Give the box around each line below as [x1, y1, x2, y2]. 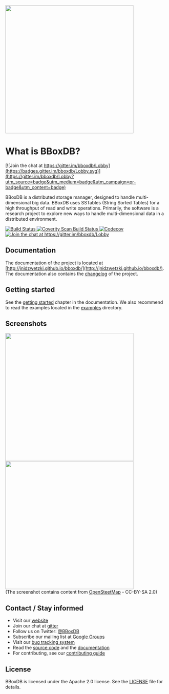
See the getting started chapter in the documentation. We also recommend [5, 299, 163, 305]
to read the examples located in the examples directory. [5, 304, 123, 310]
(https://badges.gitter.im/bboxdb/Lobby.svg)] [5, 167, 101, 174]
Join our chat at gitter [12, 623, 59, 629]
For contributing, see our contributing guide [12, 650, 105, 656]
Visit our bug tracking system [12, 639, 75, 645]
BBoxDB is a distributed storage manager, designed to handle [5, 194, 135, 200]
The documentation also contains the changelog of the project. [5, 270, 138, 277]
